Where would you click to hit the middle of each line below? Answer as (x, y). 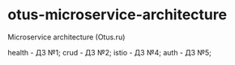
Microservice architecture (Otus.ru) (66, 37)
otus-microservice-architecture (117, 15)
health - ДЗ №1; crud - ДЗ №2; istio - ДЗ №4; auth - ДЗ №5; (110, 52)
